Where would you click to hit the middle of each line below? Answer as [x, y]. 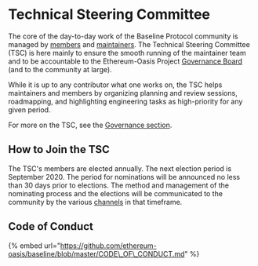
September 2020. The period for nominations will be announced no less [124, 177]
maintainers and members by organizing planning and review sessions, [123, 93]
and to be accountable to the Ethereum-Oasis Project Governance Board [125, 61]
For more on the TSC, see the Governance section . [90, 125]
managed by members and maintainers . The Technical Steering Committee [129, 44]
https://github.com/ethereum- [108, 246]
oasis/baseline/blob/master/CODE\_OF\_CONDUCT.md [96, 253]
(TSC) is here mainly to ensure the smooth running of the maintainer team [127, 53]
